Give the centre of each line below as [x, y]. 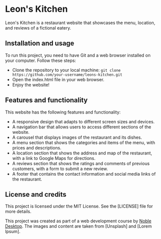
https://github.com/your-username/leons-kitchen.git [67, 75]
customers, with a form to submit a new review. [60, 169]
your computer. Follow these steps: [40, 60]
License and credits [36, 194]
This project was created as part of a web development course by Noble [78, 221]
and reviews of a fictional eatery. [38, 28]
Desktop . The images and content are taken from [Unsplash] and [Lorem [79, 226]
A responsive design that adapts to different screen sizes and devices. [83, 121]
